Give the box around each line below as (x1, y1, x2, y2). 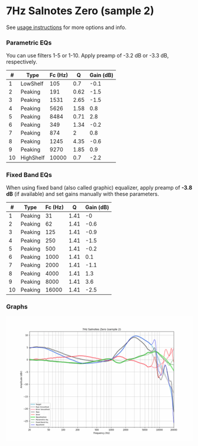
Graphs (6, 303, 28, 311)
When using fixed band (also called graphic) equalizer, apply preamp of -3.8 (6, 184, 193, 191)
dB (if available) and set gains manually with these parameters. (6, 191, 160, 198)
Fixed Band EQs (6, 171, 52, 179)
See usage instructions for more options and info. (6, 24, 127, 31)
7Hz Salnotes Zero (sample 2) (6, 4, 155, 18)
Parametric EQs (6, 38, 52, 47)
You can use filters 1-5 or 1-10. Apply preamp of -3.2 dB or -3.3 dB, (6, 52, 169, 59)
